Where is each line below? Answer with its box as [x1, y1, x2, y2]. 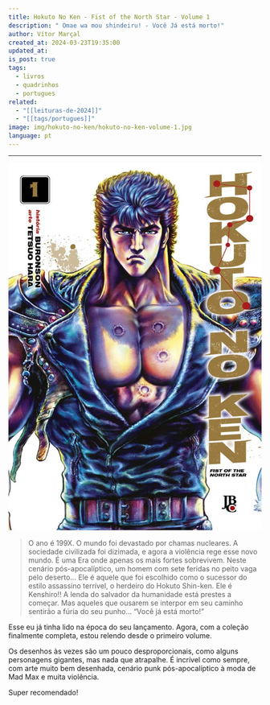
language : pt [8, 132, 52, 140]
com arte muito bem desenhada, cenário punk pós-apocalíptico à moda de [8, 664, 256, 674]
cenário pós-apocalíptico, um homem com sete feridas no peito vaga [27, 564, 257, 574]
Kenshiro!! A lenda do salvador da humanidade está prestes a [27, 590, 231, 600]
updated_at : [8, 47, 48, 56]
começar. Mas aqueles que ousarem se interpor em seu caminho [27, 598, 243, 608]
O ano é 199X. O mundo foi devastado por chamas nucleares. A [27, 538, 239, 548]
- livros [15, 72, 45, 80]
